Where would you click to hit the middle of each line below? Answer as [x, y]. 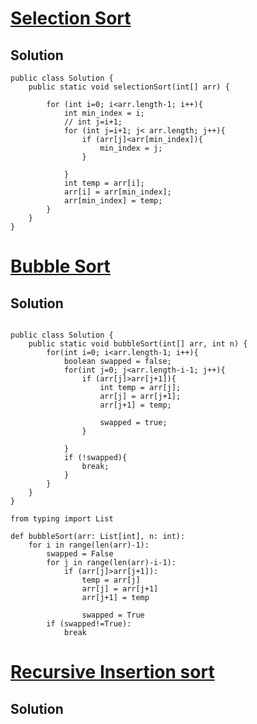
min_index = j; [131, 148]
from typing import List [62, 519]
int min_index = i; [104, 113]
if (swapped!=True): [89, 624]
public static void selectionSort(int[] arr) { [129, 87]
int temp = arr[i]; [104, 183]
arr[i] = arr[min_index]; [117, 192]
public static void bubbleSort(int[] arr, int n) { [138, 344]
